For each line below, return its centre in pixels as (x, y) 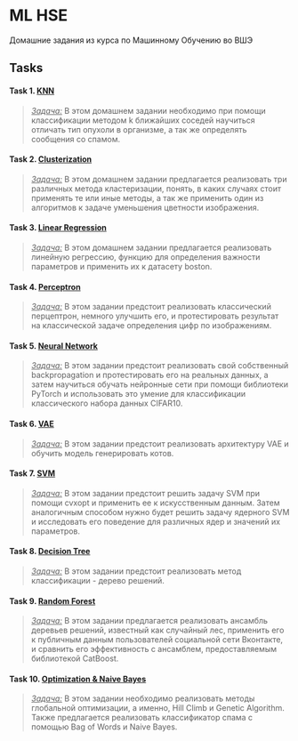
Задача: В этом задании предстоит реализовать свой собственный (160, 366)
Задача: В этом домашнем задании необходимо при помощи (149, 110)
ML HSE (39, 16)
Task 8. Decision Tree (50, 552)
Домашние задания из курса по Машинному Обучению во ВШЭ (131, 40)
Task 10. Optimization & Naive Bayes (78, 679)
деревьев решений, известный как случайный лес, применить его (157, 630)
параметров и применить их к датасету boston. (121, 266)
